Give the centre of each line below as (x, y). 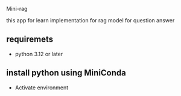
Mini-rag (17, 9)
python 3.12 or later (39, 54)
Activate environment (42, 88)
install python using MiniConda (66, 73)
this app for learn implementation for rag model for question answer (91, 20)
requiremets (30, 40)
